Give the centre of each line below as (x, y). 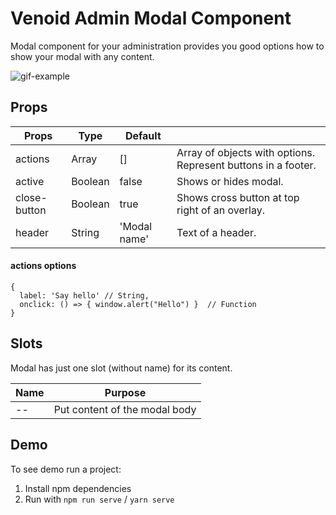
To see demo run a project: (66, 469)
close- (31, 197)
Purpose (125, 392)
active (30, 181)
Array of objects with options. (246, 152)
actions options (43, 266)
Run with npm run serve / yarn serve (99, 499)
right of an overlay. (220, 210)
